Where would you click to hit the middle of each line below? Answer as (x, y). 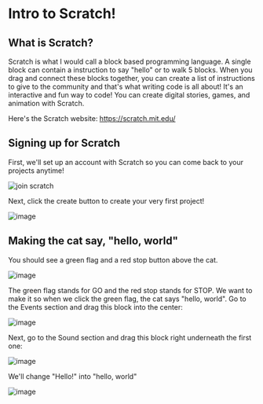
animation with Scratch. (46, 103)
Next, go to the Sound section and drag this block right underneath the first (130, 337)
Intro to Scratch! (62, 14)
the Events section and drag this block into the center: (95, 307)
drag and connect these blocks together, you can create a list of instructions (131, 78)
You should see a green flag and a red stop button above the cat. (113, 259)
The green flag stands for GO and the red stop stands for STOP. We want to (130, 290)
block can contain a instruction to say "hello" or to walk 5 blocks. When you (130, 70)
